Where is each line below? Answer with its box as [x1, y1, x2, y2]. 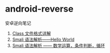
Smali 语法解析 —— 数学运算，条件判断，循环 [12, 42, 105, 48]
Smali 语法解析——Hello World [12, 36, 75, 42]
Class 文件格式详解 [12, 30, 51, 36]
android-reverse [5, 3, 74, 15]
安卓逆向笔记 [5, 20, 31, 26]
